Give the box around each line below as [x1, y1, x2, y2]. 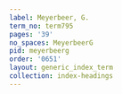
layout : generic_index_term [9, 64, 114, 73]
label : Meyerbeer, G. [9, 13, 90, 22]
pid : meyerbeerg [9, 47, 69, 56]
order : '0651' [9, 55, 62, 64]
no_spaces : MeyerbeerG [9, 38, 94, 47]
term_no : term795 [9, 21, 74, 30]
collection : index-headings [9, 72, 114, 81]
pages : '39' [9, 30, 53, 38]
